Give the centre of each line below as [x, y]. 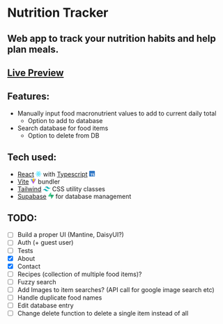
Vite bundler [39, 181]
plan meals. [33, 49]
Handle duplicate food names [60, 298]
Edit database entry [46, 305]
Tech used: [32, 157]
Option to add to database [65, 120]
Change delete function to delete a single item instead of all [103, 314]
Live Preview [36, 73]
